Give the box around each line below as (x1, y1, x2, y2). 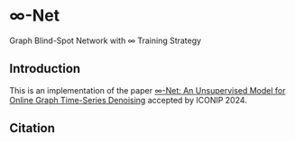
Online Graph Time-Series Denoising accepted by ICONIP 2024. (9, 94, 248, 105)
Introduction (9, 61, 81, 76)
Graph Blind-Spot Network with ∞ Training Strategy (9, 35, 201, 46)
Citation (9, 120, 56, 136)
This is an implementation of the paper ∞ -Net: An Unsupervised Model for (9, 84, 286, 95)
